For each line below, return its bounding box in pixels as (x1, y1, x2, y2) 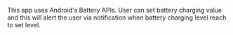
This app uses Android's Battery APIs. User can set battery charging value (7, 6, 222, 14)
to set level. (7, 21, 41, 29)
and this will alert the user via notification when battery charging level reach (7, 13, 227, 22)
